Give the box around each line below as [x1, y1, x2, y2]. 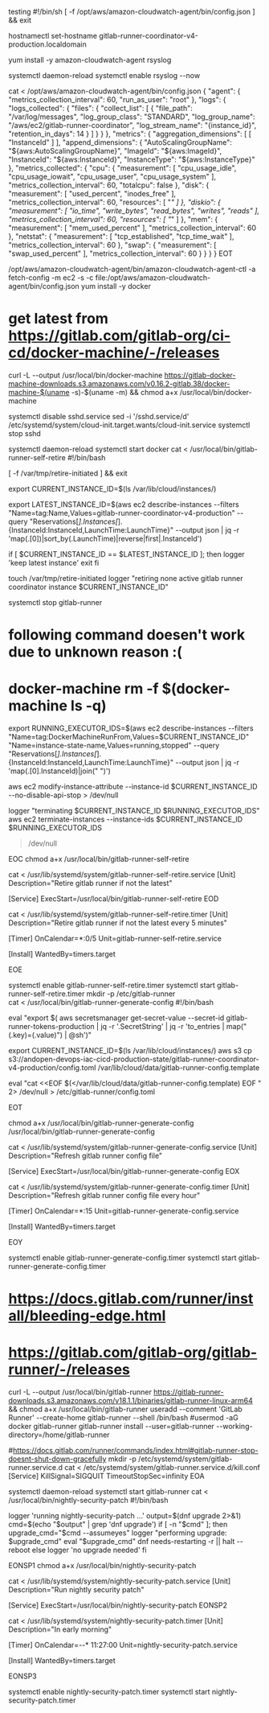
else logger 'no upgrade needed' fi [31, 1545, 147, 1555]
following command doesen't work [8, 626, 246, 644]
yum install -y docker [81, 282, 151, 290]
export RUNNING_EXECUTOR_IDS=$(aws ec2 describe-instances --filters [8, 723, 255, 733]
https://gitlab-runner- [153, 1387, 224, 1397]
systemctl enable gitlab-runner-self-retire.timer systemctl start [8, 981, 215, 990]
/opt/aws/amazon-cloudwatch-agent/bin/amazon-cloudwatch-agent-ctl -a [8, 265, 256, 274]
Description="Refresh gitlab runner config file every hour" [8, 1191, 201, 1200]
